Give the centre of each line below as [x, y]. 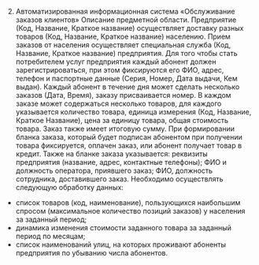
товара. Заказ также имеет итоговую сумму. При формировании [125, 129]
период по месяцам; [50, 236]
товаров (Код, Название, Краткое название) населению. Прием [123, 36]
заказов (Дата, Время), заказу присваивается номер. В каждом [123, 95]
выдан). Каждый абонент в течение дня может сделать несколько [128, 87]
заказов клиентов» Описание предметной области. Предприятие [126, 20]
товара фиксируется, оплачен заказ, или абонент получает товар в [129, 146]
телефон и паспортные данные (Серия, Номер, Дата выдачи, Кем [126, 78]
